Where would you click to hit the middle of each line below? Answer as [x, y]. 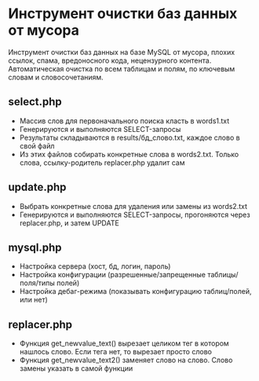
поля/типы [37, 283]
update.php [37, 187]
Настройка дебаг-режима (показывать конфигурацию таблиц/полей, [135, 291]
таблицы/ [223, 275]
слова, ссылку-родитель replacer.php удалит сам [102, 163]
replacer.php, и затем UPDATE [69, 223]
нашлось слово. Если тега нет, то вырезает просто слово [115, 352]
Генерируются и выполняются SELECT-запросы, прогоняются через [135, 214]
